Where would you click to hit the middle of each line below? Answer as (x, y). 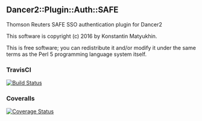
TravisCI (19, 70)
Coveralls (21, 99)
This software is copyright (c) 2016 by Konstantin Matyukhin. (82, 36)
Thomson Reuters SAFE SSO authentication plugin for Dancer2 (84, 24)
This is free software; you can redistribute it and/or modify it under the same (101, 48)
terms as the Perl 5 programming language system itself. (76, 54)
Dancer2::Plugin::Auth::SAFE (62, 10)
